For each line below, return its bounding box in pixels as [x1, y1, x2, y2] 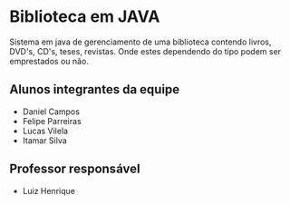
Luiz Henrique [22, 185, 75, 196]
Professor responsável [9, 161, 140, 177]
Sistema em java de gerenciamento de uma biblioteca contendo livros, [9, 36, 272, 47]
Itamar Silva [22, 134, 68, 146]
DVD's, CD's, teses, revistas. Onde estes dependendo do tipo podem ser [9, 45, 282, 56]
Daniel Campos [22, 106, 80, 117]
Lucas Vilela [22, 125, 69, 136]
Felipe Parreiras [22, 115, 82, 126]
